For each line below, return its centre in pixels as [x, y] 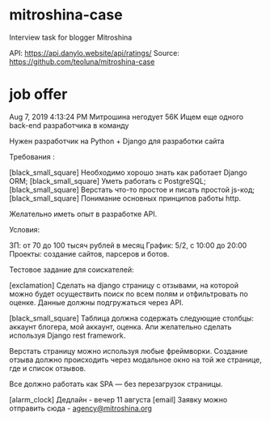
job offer [38, 94]
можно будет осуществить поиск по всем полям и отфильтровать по [129, 294]
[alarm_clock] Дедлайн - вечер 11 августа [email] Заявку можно [118, 399]
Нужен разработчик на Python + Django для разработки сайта [117, 141]
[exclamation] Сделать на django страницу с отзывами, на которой [124, 285]
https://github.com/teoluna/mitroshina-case [82, 62]
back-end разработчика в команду [69, 125]
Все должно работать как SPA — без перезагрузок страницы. [116, 384]
